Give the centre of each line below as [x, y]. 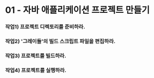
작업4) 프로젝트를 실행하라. [36, 70]
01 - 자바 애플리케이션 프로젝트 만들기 [77, 10]
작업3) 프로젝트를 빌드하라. [36, 56]
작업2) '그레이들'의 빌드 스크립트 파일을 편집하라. [60, 41]
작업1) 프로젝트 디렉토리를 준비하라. [45, 27]
